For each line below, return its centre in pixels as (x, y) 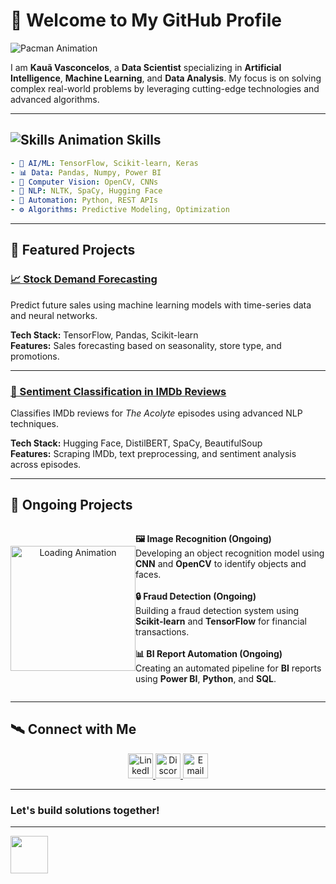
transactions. (162, 631)
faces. (148, 574)
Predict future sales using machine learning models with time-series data (161, 305)
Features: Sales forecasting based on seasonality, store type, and (146, 345)
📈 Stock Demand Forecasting (84, 279)
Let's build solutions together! (85, 810)
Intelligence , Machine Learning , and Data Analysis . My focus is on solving (166, 78)
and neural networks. (54, 315)
